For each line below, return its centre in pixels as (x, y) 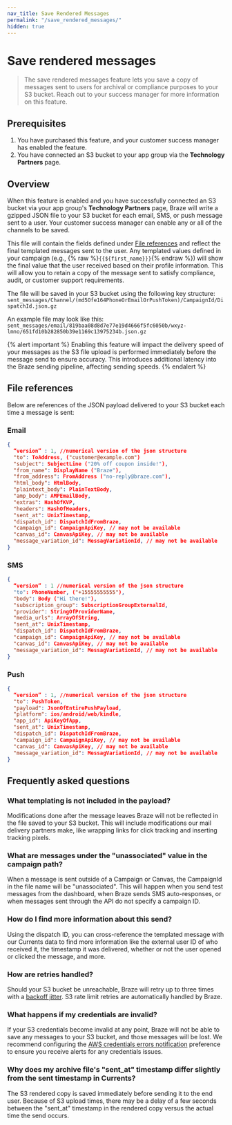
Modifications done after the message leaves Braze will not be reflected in (113, 816)
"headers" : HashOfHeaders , (52, 509)
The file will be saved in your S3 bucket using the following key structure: (111, 293)
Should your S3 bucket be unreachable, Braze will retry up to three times (110, 989)
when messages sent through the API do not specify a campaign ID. (104, 901)
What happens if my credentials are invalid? (82, 1014)
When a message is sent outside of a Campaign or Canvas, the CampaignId (115, 880)
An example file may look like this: (56, 319)
